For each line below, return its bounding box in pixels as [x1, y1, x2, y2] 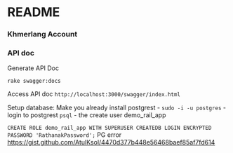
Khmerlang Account [7, 29, 78, 39]
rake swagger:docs [7, 78, 61, 85]
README [7, 4, 60, 20]
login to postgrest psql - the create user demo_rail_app [7, 111, 166, 119]
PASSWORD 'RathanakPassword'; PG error [7, 131, 122, 139]
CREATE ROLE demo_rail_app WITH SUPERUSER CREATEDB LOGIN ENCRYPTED [7, 124, 212, 132]
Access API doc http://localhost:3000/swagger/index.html [7, 90, 181, 98]
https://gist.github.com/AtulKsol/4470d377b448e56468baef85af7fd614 [7, 138, 215, 147]
